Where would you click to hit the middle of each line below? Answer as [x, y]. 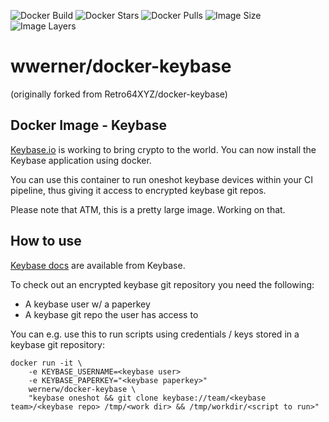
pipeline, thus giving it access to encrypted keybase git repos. [138, 190]
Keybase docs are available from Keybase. [98, 265]
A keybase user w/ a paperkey [87, 304]
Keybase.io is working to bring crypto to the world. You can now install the [163, 149]
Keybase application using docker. [81, 160]
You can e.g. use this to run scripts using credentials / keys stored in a [155, 334]
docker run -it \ [46, 363]
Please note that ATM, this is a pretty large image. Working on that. [148, 209]
